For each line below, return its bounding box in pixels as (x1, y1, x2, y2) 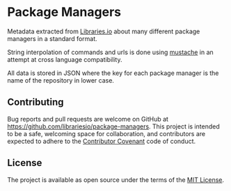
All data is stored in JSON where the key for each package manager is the (7, 69, 219, 77)
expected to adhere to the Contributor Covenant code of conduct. (7, 137, 196, 145)
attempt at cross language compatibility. (7, 55, 122, 63)
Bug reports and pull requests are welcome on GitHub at (7, 115, 169, 123)
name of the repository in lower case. (7, 76, 115, 84)
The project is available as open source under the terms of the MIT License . (7, 175, 225, 184)
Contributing (7, 97, 64, 108)
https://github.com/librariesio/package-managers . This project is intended (7, 122, 221, 131)
